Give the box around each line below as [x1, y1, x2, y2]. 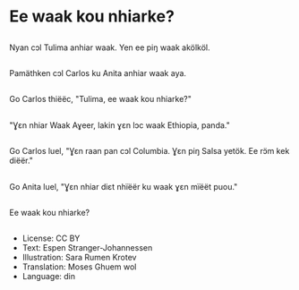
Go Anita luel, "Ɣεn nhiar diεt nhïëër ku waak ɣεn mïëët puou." [9, 181, 238, 192]
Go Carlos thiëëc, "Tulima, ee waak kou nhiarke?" [9, 94, 192, 105]
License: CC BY [21, 233, 81, 243]
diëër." [9, 155, 34, 166]
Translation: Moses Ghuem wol [21, 261, 137, 272]
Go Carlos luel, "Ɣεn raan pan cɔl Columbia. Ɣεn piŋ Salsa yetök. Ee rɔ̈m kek [9, 146, 290, 157]
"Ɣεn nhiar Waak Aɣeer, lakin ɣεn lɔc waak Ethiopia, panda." [9, 119, 230, 131]
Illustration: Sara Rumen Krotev [21, 252, 137, 263]
